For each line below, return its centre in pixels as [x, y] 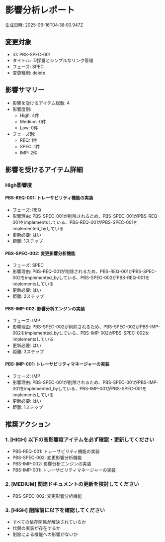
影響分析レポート [40, 10]
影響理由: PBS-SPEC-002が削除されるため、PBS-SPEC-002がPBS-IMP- [86, 327]
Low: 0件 [29, 128]
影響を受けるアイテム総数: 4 [41, 103]
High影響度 [19, 185]
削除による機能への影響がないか [45, 534]
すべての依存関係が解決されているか [49, 522]
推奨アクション [28, 424]
